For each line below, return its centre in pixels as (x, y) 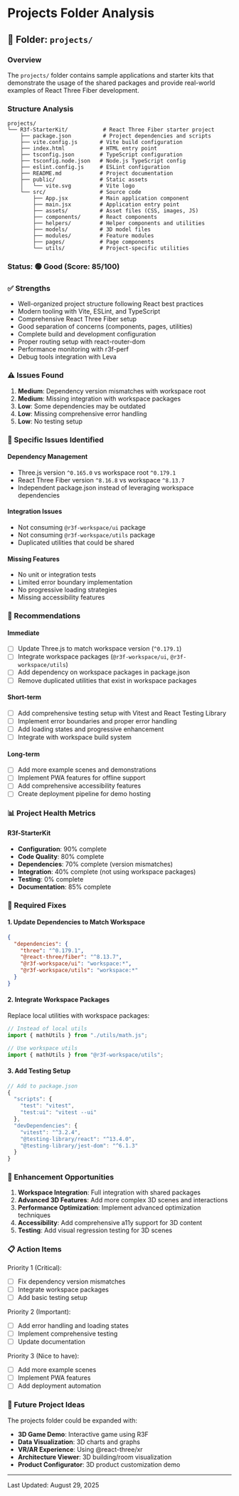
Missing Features (33, 559)
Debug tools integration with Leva (67, 357)
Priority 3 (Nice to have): (43, 1356)
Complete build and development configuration (87, 334)
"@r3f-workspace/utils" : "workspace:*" (79, 971)
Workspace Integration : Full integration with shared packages (109, 1192)
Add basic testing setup (52, 1297)
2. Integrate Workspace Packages (59, 1000)
